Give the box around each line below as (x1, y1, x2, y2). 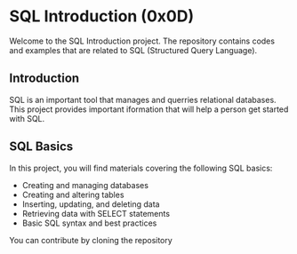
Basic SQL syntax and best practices (21, 218, 157, 228)
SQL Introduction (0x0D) (9, 6, 194, 27)
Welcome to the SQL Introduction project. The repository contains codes (9, 36, 276, 46)
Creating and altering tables (21, 189, 124, 200)
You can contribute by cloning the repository (9, 234, 173, 245)
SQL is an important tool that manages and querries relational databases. (9, 94, 277, 105)
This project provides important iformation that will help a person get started (9, 104, 289, 115)
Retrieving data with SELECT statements (21, 208, 171, 218)
